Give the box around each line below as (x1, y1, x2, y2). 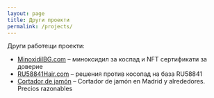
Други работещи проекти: (7, 42, 85, 50)
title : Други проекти (7, 17, 70, 23)
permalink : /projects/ (7, 23, 73, 30)
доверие (17, 63, 43, 71)
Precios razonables (17, 84, 73, 93)
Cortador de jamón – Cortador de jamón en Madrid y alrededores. (17, 77, 206, 86)
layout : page (7, 10, 45, 17)
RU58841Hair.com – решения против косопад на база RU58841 (17, 70, 203, 78)
